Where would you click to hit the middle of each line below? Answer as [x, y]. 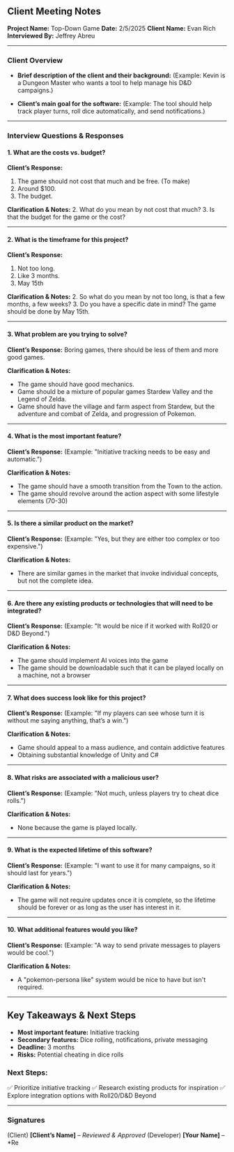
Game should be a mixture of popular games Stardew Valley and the [115, 391]
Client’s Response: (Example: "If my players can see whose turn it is [106, 713]
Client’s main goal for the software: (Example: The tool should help [115, 104]
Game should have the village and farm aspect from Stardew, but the [116, 406]
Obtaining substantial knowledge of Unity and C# [88, 755]
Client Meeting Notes [54, 11]
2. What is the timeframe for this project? [68, 239]
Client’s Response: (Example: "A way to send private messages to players [114, 945]
